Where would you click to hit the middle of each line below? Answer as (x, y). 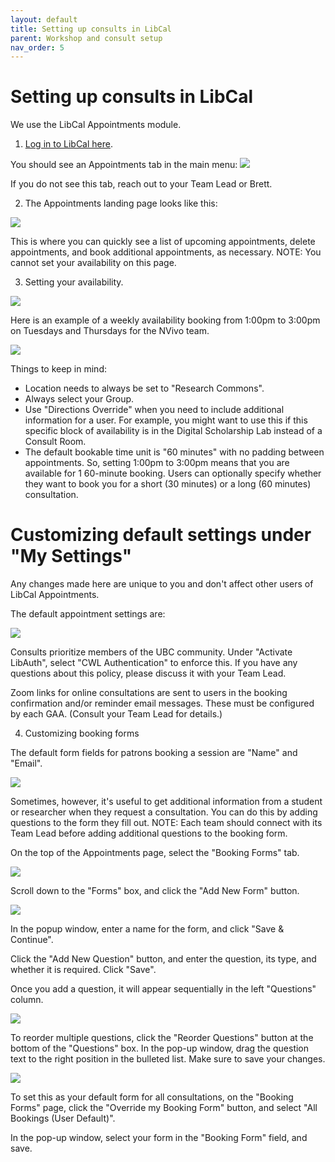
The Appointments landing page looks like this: (121, 203)
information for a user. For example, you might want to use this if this (166, 420)
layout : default (44, 19)
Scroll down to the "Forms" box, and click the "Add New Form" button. (155, 891)
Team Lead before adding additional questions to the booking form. (149, 833)
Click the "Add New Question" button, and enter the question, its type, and (163, 959)
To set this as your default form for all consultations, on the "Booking (152, 1097)
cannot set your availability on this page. (93, 263)
